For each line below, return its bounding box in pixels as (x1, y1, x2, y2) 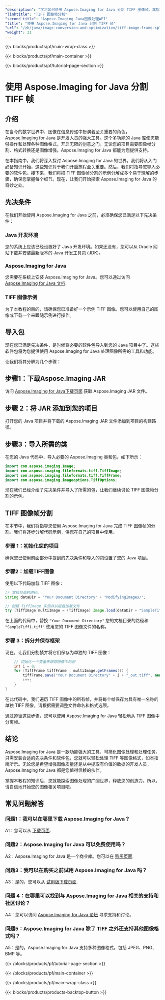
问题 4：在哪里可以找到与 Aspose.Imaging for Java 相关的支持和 (5, 892, 159, 899)
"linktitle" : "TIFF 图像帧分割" (5, 12, 68, 17)
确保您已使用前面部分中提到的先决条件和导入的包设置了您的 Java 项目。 (5, 554, 151, 561)
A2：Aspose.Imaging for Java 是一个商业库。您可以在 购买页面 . (5, 853, 134, 859)
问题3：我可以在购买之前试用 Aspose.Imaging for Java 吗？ (5, 867, 147, 874)
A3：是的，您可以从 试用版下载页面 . (5, 879, 78, 884)
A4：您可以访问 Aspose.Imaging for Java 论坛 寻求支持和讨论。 (5, 912, 134, 918)
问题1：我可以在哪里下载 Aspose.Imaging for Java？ (5, 815, 130, 822)
